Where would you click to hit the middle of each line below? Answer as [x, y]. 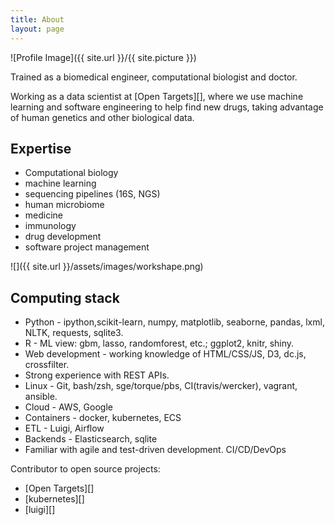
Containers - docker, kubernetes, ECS [103, 418]
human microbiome [64, 205]
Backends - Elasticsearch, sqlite [91, 439]
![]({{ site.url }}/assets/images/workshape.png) [107, 267]
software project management [87, 247]
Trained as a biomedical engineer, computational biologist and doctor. [154, 77]
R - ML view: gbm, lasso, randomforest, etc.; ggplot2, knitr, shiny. [159, 343]
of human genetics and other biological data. [102, 117]
